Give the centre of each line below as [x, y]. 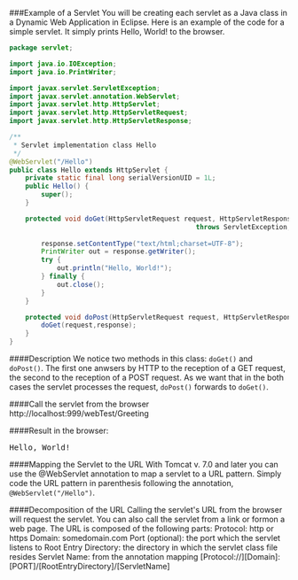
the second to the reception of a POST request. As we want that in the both [146, 377]
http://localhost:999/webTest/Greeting [79, 414]
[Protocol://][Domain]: [240, 557]
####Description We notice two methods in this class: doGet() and [131, 359]
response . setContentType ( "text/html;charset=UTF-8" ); [142, 244]
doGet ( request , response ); [89, 325]
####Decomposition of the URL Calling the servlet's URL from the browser [146, 510]
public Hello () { [57, 186]
